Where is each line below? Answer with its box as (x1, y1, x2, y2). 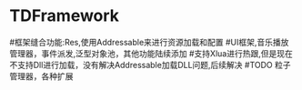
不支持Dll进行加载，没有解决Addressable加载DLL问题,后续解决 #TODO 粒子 (9, 59, 291, 70)
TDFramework (9, 5, 120, 26)
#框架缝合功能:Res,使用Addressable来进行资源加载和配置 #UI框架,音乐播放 (9, 36, 289, 47)
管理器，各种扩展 (9, 70, 74, 82)
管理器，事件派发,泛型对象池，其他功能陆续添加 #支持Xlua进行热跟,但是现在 (9, 47, 293, 59)
